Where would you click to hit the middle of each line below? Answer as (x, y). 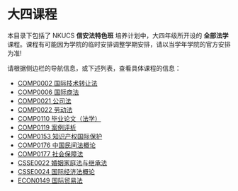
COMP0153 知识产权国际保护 (60, 136)
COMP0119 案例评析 (47, 127)
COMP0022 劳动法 (45, 110)
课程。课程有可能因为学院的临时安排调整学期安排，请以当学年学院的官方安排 (119, 44)
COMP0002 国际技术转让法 (57, 83)
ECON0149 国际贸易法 (50, 180)
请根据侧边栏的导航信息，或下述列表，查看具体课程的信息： (94, 68)
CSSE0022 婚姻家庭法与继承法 (62, 163)
